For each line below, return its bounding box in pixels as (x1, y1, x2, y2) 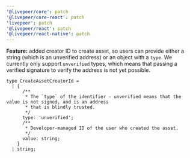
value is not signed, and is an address (6, 99, 109, 105)
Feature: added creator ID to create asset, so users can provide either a (6, 47, 185, 54)
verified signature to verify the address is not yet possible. (6, 66, 150, 74)
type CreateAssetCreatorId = (6, 78, 79, 84)
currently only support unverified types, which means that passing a (6, 60, 177, 68)
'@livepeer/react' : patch (6, 25, 71, 32)
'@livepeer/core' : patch (6, 8, 69, 15)
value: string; (22, 136, 61, 142)
